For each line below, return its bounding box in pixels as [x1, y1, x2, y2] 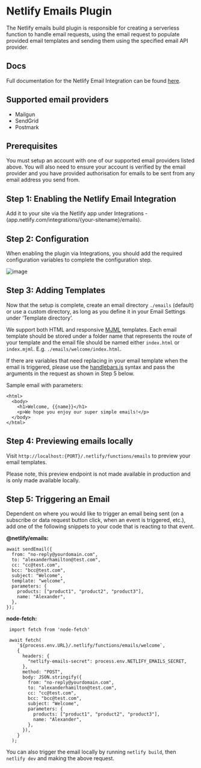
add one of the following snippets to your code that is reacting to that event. [6, 523, 194, 530]
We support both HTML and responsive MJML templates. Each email [6, 326, 177, 333]
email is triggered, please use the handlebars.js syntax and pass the [6, 363, 175, 370]
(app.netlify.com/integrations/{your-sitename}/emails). [6, 216, 141, 224]
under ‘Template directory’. [6, 314, 73, 321]
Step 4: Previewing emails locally [6, 436, 134, 447]
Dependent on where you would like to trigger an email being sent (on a [6, 510, 184, 517]
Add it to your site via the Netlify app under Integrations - [6, 210, 148, 217]
